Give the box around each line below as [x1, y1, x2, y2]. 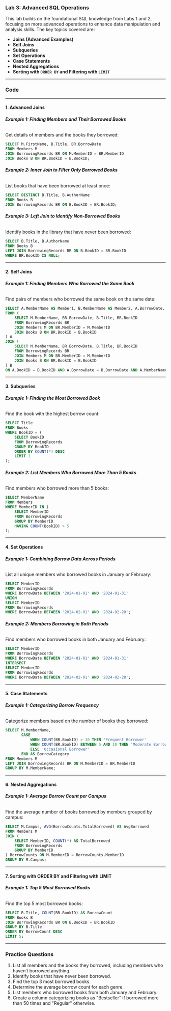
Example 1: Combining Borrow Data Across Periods [5, 556, 116, 562]
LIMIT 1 [14, 454, 31, 459]
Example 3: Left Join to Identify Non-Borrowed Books [5, 213, 121, 219]
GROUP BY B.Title [5, 924, 42, 930]
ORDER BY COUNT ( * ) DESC [14, 449, 65, 454]
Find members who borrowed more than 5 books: [5, 485, 109, 491]
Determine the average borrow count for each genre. [12, 984, 124, 990]
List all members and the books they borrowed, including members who [12, 962, 163, 969]
